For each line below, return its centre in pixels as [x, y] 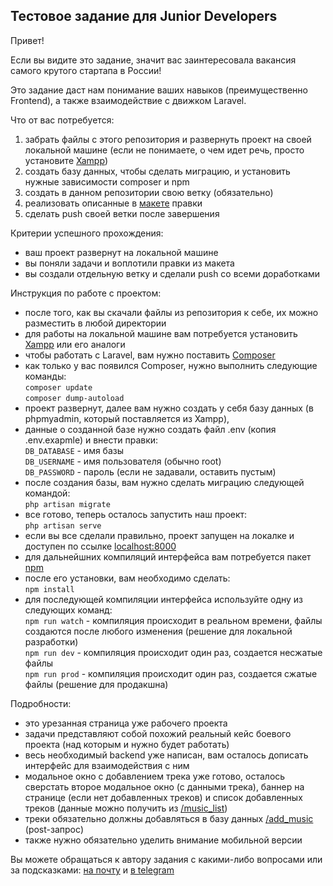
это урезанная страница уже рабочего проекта [126, 723]
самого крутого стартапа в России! [86, 70]
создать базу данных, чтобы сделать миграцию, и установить [157, 171]
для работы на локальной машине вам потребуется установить [161, 333]
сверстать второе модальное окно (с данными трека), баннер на [164, 786]
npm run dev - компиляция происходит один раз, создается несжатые [173, 652]
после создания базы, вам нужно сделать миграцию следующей [164, 482]
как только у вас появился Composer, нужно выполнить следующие [171, 365]
